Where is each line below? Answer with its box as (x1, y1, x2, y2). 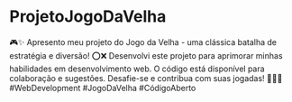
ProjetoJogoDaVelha (9, 6, 167, 27)
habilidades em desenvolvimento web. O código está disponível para (9, 63, 265, 74)
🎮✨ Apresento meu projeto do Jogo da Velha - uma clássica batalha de (9, 36, 278, 47)
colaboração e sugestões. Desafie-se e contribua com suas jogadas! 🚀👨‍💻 (9, 72, 283, 83)
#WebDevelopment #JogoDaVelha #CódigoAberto (9, 82, 196, 93)
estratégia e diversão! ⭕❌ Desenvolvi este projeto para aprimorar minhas (9, 50, 283, 60)
